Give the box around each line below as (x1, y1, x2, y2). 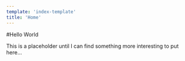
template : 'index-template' (6, 8, 77, 15)
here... (6, 48, 22, 56)
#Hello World (6, 30, 39, 38)
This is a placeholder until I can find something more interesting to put (6, 42, 179, 50)
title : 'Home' (6, 14, 42, 20)
